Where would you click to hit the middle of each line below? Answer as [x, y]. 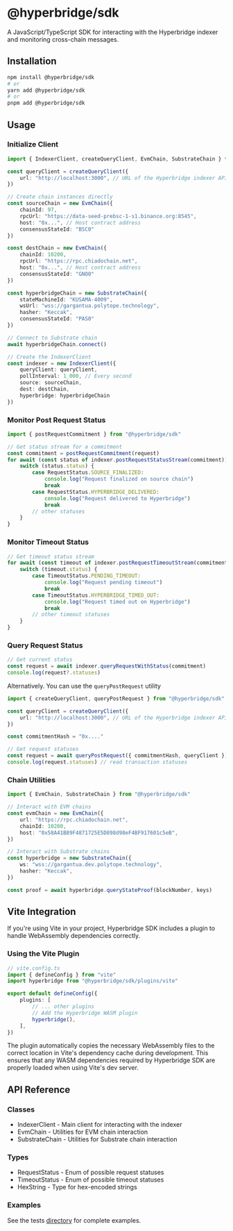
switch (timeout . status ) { [59, 570]
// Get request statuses [43, 749]
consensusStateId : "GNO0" [57, 274]
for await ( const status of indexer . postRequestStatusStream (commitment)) [118, 460]
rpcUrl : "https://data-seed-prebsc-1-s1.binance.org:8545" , [108, 216]
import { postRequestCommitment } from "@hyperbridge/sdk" [94, 434]
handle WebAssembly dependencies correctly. [74, 936]
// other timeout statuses [71, 615]
